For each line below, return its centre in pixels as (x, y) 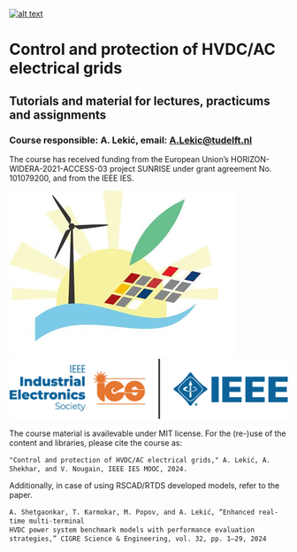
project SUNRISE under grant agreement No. (190, 168)
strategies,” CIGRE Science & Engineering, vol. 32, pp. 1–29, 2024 (138, 539)
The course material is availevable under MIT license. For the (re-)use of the (148, 433)
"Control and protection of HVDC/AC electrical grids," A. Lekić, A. (140, 461)
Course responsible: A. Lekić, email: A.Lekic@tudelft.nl (131, 140)
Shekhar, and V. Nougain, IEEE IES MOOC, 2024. (99, 470)
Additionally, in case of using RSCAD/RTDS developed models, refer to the (145, 486)
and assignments (58, 115)
